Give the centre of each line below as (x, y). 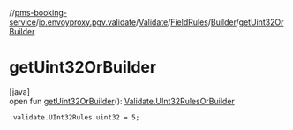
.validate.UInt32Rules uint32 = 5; (75, 117)
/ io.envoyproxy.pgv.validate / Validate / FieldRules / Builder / (138, 22)
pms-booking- (41, 13)
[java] (20, 91)
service (23, 22)
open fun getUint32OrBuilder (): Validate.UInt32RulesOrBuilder (122, 101)
